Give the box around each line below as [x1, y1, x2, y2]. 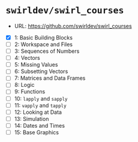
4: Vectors [14, 55, 40, 62]
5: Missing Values [14, 61, 58, 68]
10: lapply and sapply [14, 95, 68, 102]
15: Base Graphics [14, 128, 59, 136]
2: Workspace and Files [14, 41, 73, 48]
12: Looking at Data [14, 108, 62, 116]
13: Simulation [14, 115, 49, 122]
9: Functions [14, 88, 46, 95]
